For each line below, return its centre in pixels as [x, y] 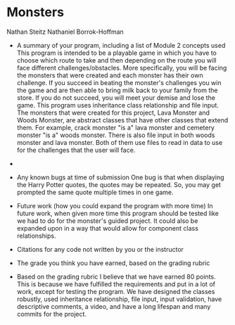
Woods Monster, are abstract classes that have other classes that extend [122, 120]
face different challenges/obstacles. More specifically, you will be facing [122, 68]
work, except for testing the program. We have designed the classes [116, 291]
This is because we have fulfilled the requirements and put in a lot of [116, 284]
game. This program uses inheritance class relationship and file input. [118, 105]
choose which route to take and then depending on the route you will [116, 60]
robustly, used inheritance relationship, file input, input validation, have [119, 299]
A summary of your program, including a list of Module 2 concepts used [121, 45]
